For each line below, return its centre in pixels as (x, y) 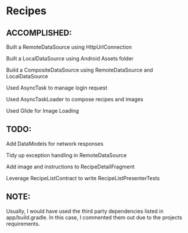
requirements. (23, 224)
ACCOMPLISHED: (39, 33)
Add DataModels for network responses (55, 143)
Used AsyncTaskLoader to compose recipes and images (75, 99)
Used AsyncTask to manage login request (57, 88)
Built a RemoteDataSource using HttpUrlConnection (69, 47)
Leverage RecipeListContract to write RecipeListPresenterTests (83, 178)
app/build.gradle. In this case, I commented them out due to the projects (94, 217)
